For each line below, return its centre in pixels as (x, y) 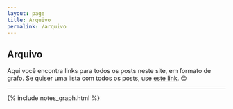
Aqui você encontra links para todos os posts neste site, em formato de (109, 71)
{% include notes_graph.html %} (54, 98)
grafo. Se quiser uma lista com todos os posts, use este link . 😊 (97, 78)
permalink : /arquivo (37, 26)
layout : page (26, 13)
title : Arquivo (29, 20)
